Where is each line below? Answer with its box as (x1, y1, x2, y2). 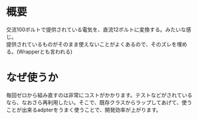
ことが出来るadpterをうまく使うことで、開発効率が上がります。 (6, 106, 162, 113)
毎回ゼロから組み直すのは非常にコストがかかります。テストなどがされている (6, 91, 193, 98)
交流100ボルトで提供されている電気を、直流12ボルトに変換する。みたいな (6, 26, 187, 33)
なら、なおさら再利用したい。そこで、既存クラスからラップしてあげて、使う (6, 98, 193, 106)
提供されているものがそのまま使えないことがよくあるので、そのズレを (6, 41, 177, 48)
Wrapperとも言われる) (18, 48, 73, 55)
